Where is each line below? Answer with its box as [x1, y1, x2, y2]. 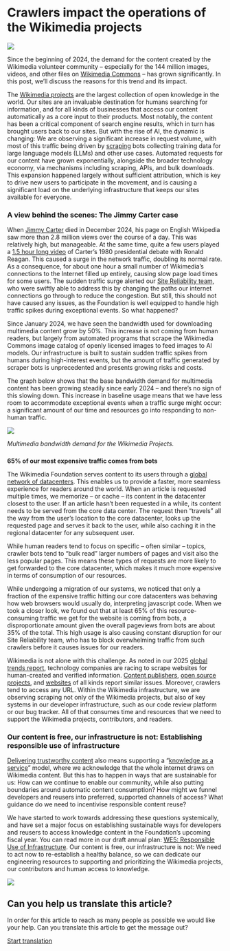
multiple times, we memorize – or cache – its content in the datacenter [7, 492, 206, 501]
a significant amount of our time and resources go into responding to [7, 406, 202, 415]
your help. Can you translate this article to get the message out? [7, 923, 189, 932]
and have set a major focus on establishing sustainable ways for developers [7, 821, 222, 829]
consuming [7, 614, 39, 623]
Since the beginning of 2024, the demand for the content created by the [7, 55, 211, 63]
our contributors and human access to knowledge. [7, 865, 150, 873]
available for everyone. [7, 193, 72, 201]
